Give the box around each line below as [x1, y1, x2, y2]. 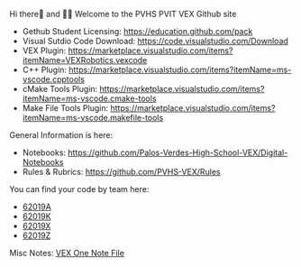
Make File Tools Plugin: [22, 103, 109, 113]
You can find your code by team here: [9, 184, 150, 194]
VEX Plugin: [22, 45, 67, 56]
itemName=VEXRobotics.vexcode [22, 55, 148, 65]
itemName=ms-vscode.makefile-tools [22, 113, 164, 123]
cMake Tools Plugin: [22, 84, 98, 94]
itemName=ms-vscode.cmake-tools [22, 93, 157, 104]
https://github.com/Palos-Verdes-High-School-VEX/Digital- [67, 147, 288, 158]
